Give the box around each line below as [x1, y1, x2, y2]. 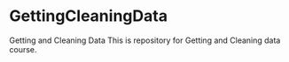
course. [9, 44, 37, 54]
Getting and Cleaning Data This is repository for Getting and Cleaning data [9, 35, 281, 45]
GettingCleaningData [9, 6, 168, 26]
